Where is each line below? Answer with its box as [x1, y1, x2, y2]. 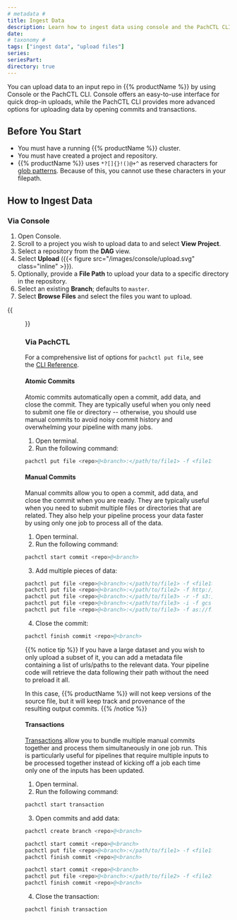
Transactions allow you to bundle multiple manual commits [25, 736, 195, 745]
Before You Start [7, 125, 82, 138]
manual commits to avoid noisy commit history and [25, 415, 173, 424]
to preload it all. [25, 675, 71, 684]
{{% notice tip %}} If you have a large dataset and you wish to [25, 645, 205, 654]
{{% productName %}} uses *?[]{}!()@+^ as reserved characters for [17, 159, 218, 168]
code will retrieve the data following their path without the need [25, 668, 209, 676]
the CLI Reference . [25, 361, 80, 369]
